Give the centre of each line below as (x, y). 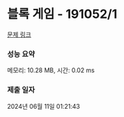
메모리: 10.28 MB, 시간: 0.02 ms (51, 70)
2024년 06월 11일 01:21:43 (44, 106)
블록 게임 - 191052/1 (62, 14)
